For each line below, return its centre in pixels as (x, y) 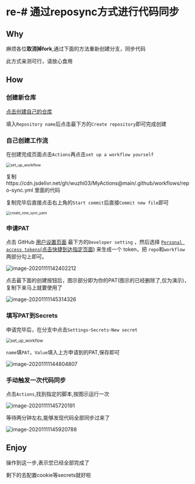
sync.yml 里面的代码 (36, 190)
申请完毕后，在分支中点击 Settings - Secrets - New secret (72, 329)
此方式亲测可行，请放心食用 (39, 61)
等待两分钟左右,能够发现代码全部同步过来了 (58, 417)
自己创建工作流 (27, 140)
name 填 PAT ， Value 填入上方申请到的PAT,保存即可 (63, 352)
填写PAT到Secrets (32, 316)
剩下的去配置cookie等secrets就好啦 (49, 475)
